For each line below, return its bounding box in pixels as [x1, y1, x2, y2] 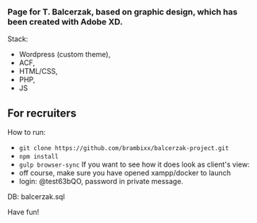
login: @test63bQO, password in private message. [18, 177, 184, 186]
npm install [18, 153, 59, 161]
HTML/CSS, [18, 67, 59, 76]
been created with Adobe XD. [7, 16, 124, 27]
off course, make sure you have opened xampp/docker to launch [18, 168, 232, 178]
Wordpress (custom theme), [18, 50, 111, 60]
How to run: [7, 128, 46, 137]
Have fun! [7, 207, 40, 217]
